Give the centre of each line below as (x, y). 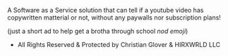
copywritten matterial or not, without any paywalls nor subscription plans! (114, 17)
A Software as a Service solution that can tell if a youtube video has (106, 10)
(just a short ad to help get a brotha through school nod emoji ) (98, 31)
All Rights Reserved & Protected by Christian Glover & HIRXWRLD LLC (119, 44)
